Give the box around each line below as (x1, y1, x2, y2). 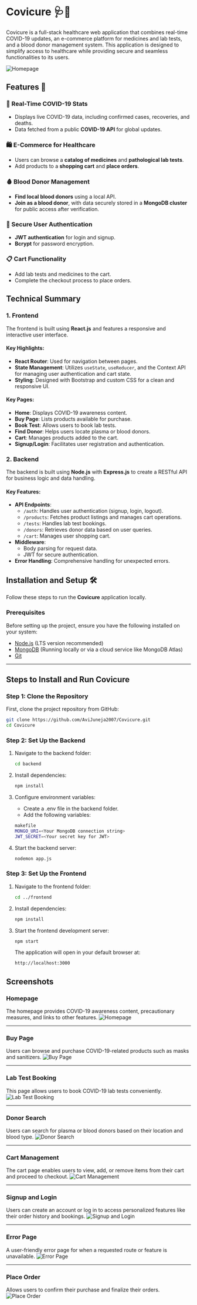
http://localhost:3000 (14, 960, 70, 966)
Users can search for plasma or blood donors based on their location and (6, 1127, 184, 1134)
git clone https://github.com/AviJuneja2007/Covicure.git (6, 717, 151, 723)
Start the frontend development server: (14, 927, 110, 934)
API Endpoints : (14, 501, 52, 508)
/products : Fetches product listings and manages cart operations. (23, 513, 182, 521)
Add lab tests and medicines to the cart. (14, 271, 111, 278)
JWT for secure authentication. (23, 551, 98, 558)
